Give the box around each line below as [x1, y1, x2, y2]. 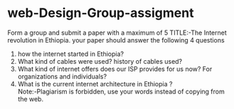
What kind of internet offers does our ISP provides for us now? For [17, 64, 213, 73]
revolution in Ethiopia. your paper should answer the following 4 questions [7, 35, 225, 44]
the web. [17, 94, 44, 103]
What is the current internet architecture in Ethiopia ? [17, 79, 173, 88]
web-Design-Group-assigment [7, 5, 194, 21]
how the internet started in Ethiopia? [17, 50, 124, 58]
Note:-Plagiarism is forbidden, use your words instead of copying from [17, 87, 225, 96]
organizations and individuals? [17, 72, 107, 81]
